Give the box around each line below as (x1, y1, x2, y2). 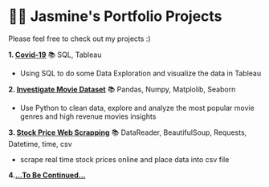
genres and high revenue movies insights (19, 112, 157, 121)
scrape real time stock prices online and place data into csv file (19, 154, 230, 164)
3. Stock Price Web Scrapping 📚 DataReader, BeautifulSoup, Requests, (8, 128, 247, 137)
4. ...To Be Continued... (8, 170, 86, 180)
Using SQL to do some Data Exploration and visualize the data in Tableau (19, 68, 262, 78)
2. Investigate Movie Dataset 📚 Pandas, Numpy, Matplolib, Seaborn (8, 84, 236, 94)
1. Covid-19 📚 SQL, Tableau (8, 50, 102, 59)
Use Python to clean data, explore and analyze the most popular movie (19, 103, 255, 112)
